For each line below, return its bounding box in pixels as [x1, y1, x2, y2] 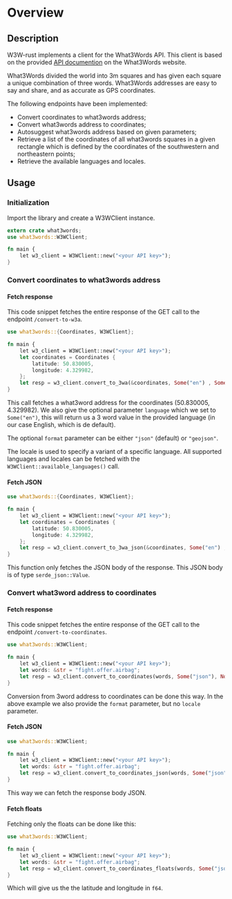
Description [7, 33, 59, 44]
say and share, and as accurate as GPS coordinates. [7, 87, 156, 94]
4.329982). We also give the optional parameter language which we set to [7, 406, 216, 415]
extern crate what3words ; [7, 227, 81, 234]
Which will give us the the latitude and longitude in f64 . [7, 884, 164, 892]
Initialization [7, 198, 50, 208]
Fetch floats [7, 804, 43, 812]
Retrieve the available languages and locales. [17, 157, 146, 165]
